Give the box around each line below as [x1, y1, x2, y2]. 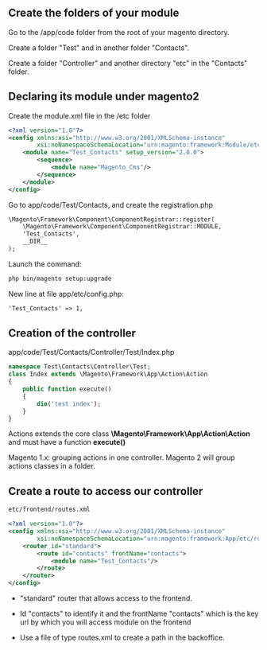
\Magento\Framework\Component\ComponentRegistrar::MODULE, [22, 223, 222, 231]
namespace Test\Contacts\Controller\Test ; [8, 363, 151, 371]
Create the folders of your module [8, 6, 180, 20]
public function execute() [22, 385, 112, 393]
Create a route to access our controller [8, 485, 203, 498]
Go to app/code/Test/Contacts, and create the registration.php [8, 200, 213, 209]
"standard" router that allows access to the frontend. [19, 594, 193, 603]
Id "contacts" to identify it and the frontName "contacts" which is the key [19, 609, 259, 618]
